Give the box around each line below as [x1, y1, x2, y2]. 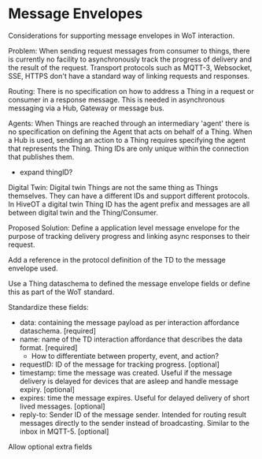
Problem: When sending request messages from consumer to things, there [8, 46, 250, 55]
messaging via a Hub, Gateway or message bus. [8, 103, 165, 113]
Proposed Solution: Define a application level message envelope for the [8, 222, 240, 233]
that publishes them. [8, 151, 75, 162]
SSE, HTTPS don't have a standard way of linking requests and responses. [8, 71, 250, 80]
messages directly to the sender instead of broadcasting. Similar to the [19, 418, 250, 427]
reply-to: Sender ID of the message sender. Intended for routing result [19, 409, 246, 419]
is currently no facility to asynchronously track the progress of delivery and [8, 54, 253, 64]
